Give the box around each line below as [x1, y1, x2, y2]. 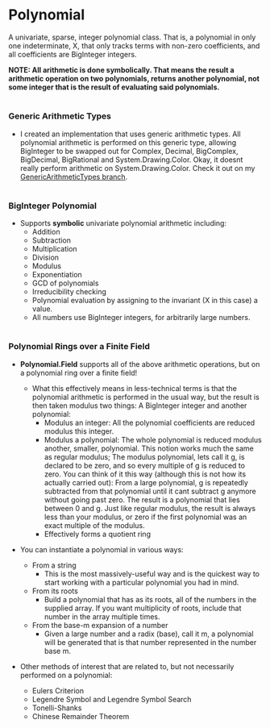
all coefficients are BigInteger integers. [8, 49, 137, 59]
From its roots [31, 586, 78, 596]
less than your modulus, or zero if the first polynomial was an [44, 512, 247, 522]
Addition [31, 227, 60, 237]
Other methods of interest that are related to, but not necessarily [19, 661, 235, 671]
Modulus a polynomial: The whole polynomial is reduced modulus [44, 435, 262, 444]
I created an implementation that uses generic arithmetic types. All [19, 129, 241, 139]
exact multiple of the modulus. [44, 520, 145, 530]
